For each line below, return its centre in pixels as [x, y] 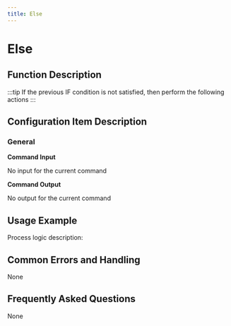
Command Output [34, 185]
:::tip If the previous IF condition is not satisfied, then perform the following [116, 92]
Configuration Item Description [77, 122]
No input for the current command [57, 171]
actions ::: [22, 99]
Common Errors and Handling [74, 260]
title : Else [25, 14]
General [21, 141]
